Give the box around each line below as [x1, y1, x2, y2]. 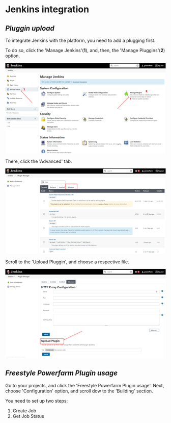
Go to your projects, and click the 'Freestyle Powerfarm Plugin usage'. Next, [5, 382, 164, 388]
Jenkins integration [5, 4, 90, 15]
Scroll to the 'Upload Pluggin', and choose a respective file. [5, 259, 129, 265]
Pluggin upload [5, 24, 55, 33]
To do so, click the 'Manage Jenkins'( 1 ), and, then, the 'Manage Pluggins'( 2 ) [5, 47, 165, 53]
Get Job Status [12, 413, 44, 419]
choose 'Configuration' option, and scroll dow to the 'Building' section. [5, 388, 154, 394]
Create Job [12, 407, 37, 414]
